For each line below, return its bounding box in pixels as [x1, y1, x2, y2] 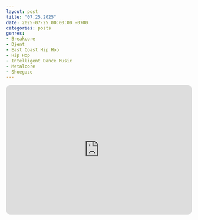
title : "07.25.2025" [6, 14, 57, 20]
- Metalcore [6, 63, 35, 69]
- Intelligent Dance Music [6, 58, 72, 64]
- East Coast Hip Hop [6, 47, 60, 53]
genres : [6, 31, 25, 36]
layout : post [6, 8, 38, 15]
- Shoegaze [6, 69, 33, 75]
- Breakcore [6, 36, 35, 42]
